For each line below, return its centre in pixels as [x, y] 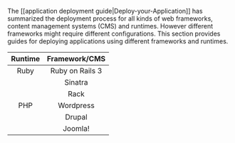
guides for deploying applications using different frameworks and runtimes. [118, 41]
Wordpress [76, 105]
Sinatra [76, 82]
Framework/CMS [76, 59]
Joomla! [77, 128]
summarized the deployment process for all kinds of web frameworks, [110, 18]
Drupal [76, 117]
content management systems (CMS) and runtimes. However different [110, 26]
